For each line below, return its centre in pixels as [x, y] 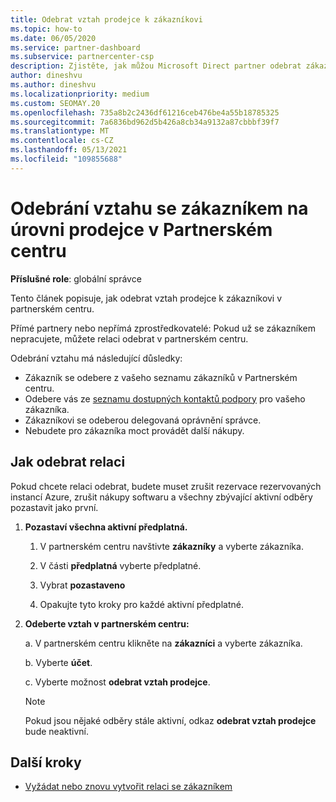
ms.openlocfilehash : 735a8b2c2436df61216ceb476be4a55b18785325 [145, 112]
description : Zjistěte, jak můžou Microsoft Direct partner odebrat [156, 66]
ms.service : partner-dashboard [75, 47]
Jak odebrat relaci [68, 462]
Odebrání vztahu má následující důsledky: [96, 358]
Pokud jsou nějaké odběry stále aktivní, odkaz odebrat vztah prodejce [170, 720]
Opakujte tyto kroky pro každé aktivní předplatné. [141, 604]
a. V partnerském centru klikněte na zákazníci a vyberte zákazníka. [163, 643]
